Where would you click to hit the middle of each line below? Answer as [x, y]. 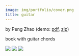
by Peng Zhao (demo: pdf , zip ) [37, 29]
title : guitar [20, 15]
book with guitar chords [30, 39]
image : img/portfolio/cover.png [39, 10]
